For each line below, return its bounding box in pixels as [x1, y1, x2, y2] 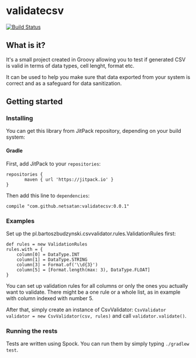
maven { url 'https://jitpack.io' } [24, 177, 114, 183]
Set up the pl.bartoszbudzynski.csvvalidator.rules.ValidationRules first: [6, 230, 176, 237]
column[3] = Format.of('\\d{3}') [16, 261, 98, 267]
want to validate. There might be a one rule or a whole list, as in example [6, 288, 181, 295]
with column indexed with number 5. [6, 294, 94, 302]
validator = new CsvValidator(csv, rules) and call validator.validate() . [6, 312, 187, 319]
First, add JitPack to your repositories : [6, 160, 101, 167]
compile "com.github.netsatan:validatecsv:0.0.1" [6, 203, 130, 209]
